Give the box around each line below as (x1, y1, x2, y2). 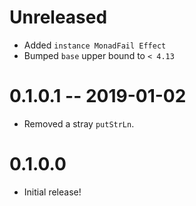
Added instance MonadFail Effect (23, 39, 167, 51)
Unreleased (9, 6, 108, 29)
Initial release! (23, 186, 82, 198)
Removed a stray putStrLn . (23, 117, 135, 130)
